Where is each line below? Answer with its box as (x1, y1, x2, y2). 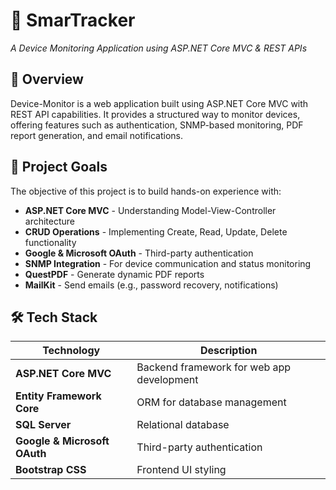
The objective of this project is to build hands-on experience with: (10, 185, 282, 197)
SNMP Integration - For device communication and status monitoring (24, 257, 312, 269)
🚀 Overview (10, 71, 84, 88)
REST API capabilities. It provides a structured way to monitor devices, (10, 108, 301, 120)
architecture (24, 215, 76, 227)
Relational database (136, 418, 230, 432)
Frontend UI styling (136, 463, 227, 477)
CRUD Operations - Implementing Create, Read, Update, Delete (24, 225, 288, 238)
